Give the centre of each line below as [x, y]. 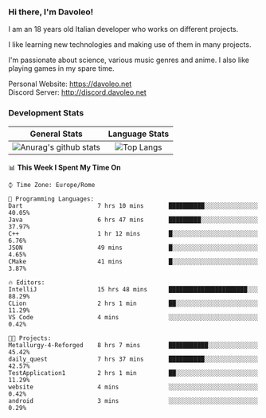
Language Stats [139, 134]
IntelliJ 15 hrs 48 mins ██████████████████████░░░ [133, 289]
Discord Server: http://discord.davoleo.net [78, 92]
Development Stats [46, 113]
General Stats [57, 134]
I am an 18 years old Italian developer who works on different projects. [123, 29]
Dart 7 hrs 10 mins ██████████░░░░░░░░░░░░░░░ [133, 205]
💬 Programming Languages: [51, 199]
